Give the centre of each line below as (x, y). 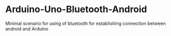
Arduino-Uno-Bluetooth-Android (76, 9)
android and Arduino (27, 28)
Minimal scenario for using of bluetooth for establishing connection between (86, 23)
